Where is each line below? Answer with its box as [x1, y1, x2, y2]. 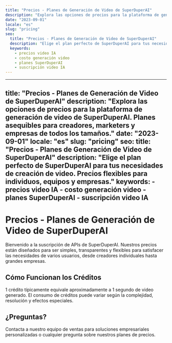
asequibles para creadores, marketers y [5, 121, 136, 130]
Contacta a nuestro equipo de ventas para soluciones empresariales [5, 326, 149, 332]
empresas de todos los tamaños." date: [5, 129, 133, 138]
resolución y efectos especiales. [5, 298, 74, 304]
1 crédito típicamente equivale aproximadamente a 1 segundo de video [5, 286, 154, 293]
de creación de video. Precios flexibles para [5, 169, 148, 178]
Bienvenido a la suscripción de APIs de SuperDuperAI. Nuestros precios [5, 242, 157, 248]
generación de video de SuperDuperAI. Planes [5, 113, 156, 121]
